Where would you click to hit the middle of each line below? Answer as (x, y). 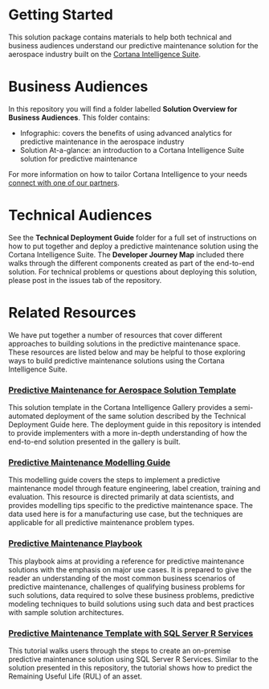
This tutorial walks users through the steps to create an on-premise (120, 650)
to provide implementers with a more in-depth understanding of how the (128, 433)
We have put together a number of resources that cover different (115, 334)
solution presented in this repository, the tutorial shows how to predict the (130, 667)
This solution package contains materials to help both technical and (120, 37)
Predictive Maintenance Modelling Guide (90, 462)
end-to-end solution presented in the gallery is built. (94, 442)
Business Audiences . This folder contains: (79, 117)
